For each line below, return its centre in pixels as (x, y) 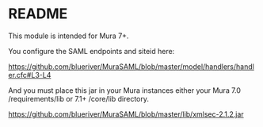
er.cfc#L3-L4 (30, 75)
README (38, 14)
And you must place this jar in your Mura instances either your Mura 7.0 (125, 90)
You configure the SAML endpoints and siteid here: (91, 51)
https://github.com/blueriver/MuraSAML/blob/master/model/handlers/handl (131, 66)
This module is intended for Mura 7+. (69, 36)
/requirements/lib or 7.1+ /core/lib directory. (78, 98)
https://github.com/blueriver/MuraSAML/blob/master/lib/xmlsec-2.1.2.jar (126, 114)
